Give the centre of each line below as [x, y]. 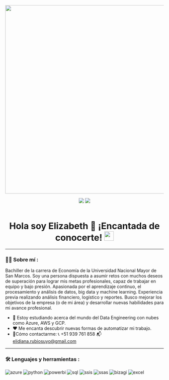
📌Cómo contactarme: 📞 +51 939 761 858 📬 [57, 334]
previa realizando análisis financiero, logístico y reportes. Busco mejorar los [83, 297]
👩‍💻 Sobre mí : [22, 259]
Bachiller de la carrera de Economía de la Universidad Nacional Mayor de [81, 270]
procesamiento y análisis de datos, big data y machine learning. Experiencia [84, 292]
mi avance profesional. [29, 308]
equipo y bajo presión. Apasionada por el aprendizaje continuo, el [73, 287]
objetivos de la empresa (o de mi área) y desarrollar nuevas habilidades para [84, 303]
